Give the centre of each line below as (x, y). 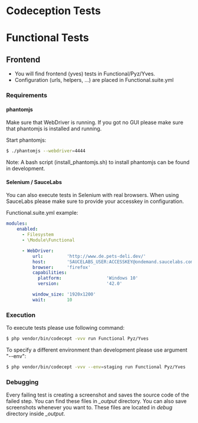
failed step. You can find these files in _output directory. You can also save (96, 401)
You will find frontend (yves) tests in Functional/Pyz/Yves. (85, 74)
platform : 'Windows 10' (88, 278)
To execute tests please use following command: (65, 328)
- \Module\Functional (48, 240)
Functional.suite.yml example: (42, 213)
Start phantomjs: (26, 140)
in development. (26, 169)
